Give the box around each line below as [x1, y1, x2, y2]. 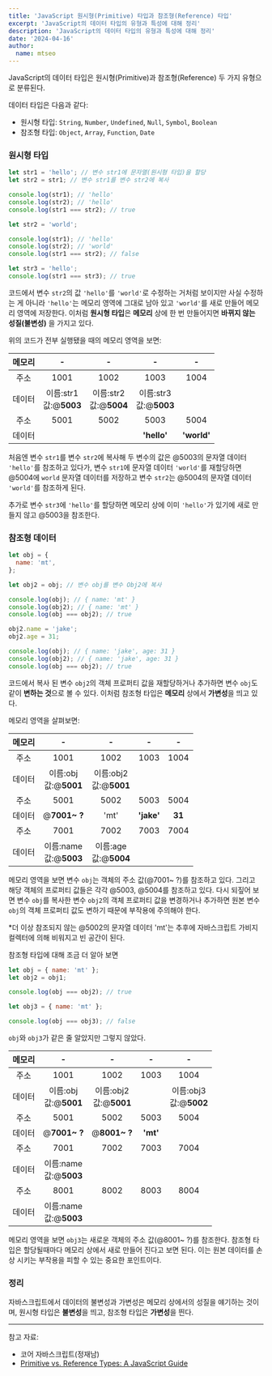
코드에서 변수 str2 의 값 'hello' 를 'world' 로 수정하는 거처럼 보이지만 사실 [8, 288, 242, 297]
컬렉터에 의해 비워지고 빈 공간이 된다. [8, 932, 125, 942]
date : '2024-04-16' [8, 34, 74, 43]
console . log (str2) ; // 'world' [8, 242, 114, 251]
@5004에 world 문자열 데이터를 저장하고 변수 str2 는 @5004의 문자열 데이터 [8, 472, 253, 482]
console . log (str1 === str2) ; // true [8, 206, 136, 214]
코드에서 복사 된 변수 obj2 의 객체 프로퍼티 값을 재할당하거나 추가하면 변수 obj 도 [8, 678, 258, 688]
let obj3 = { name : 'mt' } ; [8, 1003, 104, 1011]
